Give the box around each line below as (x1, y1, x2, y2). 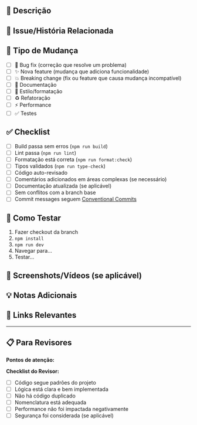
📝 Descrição (6, 6, 52, 16)
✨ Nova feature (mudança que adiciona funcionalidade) (14, 68, 150, 75)
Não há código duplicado (14, 392, 76, 399)
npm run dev (14, 242, 44, 248)
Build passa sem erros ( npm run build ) (14, 142, 108, 149)
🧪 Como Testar (6, 213, 62, 223)
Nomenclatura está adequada (14, 399, 87, 406)
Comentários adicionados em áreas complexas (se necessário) (14, 176, 167, 183)
